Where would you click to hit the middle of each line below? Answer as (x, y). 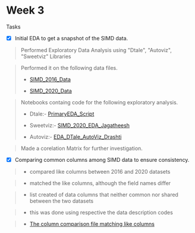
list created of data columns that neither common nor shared (104, 195)
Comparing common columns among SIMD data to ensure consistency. (102, 160)
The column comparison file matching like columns (92, 224)
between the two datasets (62, 201)
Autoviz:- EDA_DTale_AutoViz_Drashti (76, 137)
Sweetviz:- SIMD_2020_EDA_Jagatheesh (79, 125)
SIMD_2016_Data (50, 79)
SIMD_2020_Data (51, 91)
